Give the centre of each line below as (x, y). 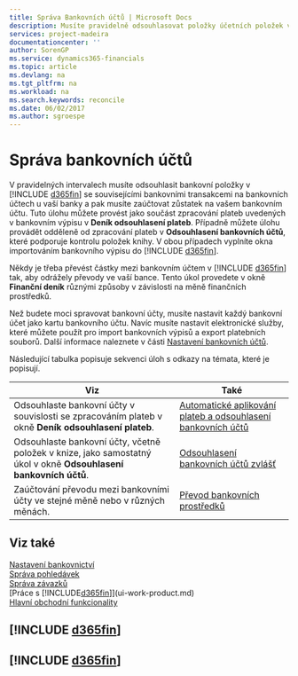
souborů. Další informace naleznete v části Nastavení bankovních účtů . (139, 342)
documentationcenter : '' (55, 42)
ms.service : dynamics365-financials (77, 59)
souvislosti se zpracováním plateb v (88, 416)
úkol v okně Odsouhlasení (69, 464)
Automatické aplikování (227, 405)
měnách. (32, 512)
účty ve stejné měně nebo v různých (90, 500)
